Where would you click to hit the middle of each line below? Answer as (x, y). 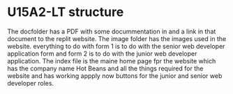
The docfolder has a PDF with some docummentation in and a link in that (112, 31)
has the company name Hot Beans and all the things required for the (105, 68)
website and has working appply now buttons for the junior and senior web (115, 76)
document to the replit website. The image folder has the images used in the (117, 38)
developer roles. (31, 83)
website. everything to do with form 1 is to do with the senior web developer (116, 46)
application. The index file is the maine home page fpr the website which (112, 61)
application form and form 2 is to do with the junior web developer (102, 54)
